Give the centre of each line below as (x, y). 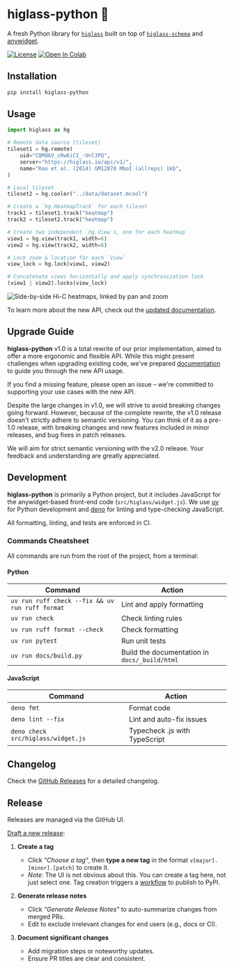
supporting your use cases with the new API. (71, 391)
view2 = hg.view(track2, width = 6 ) (57, 245)
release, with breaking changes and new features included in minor (114, 427)
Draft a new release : (36, 833)
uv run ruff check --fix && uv (63, 601)
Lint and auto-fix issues (168, 719)
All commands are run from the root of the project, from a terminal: (103, 556)
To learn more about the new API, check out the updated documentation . (112, 310)
